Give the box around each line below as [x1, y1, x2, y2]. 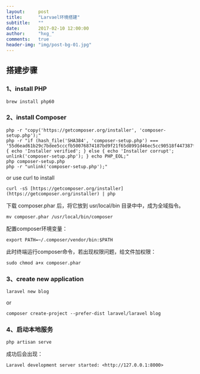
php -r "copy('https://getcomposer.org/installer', [6, 127, 137, 133]
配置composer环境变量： [6, 225, 68, 232]
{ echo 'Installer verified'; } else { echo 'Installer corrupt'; [6, 148, 174, 154]
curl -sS [6, 186, 28, 191]
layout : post [6, 8, 49, 15]
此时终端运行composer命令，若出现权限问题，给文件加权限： [6, 248, 157, 255]
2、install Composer [6, 114, 67, 122]
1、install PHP [6, 84, 47, 93]
